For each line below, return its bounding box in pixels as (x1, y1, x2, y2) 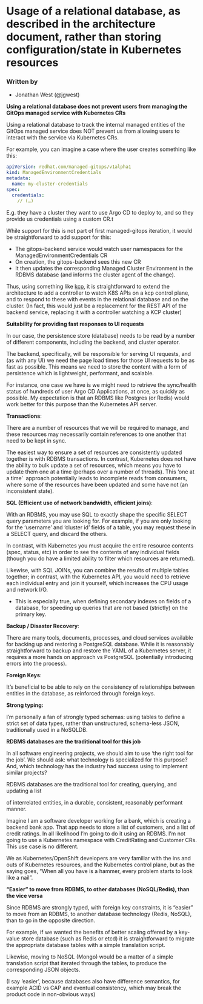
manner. (6, 805, 27, 812)
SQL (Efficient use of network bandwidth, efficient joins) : (6, 499, 153, 506)
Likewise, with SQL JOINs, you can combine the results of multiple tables (6, 566, 189, 574)
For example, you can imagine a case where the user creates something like (6, 146, 196, 153)
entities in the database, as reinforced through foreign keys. (6, 689, 156, 697)
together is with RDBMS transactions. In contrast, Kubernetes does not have (6, 455, 196, 462)
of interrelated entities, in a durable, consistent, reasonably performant (6, 798, 183, 806)
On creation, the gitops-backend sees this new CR (15, 258, 141, 265)
